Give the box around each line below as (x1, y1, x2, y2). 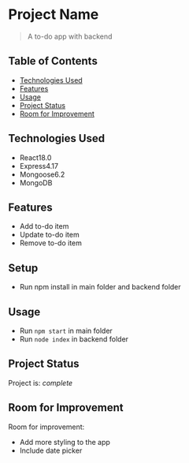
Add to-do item (19, 222, 69, 231)
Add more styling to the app (19, 437, 110, 446)
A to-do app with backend (27, 32, 113, 41)
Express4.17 (19, 161, 59, 170)
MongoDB (19, 177, 53, 187)
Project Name (8, 6, 99, 24)
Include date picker (19, 446, 83, 455)
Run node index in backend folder (19, 334, 128, 344)
